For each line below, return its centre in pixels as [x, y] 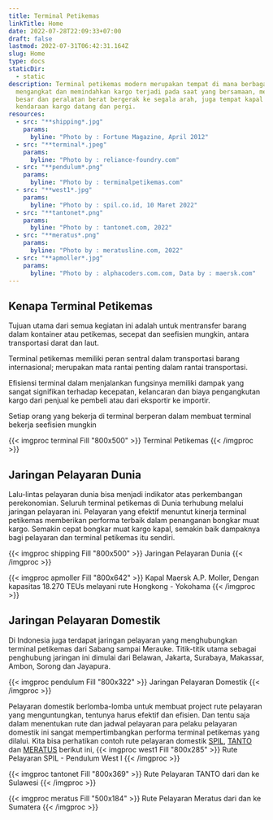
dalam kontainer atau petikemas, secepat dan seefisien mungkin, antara [129, 334]
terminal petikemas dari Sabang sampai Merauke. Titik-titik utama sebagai [132, 648]
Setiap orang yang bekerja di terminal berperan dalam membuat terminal [130, 417]
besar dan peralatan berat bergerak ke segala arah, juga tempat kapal [140, 99]
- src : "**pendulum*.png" [60, 168]
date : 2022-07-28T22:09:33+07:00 [65, 31]
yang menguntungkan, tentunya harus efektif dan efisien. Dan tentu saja [129, 715]
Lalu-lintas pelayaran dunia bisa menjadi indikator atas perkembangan [126, 494]
